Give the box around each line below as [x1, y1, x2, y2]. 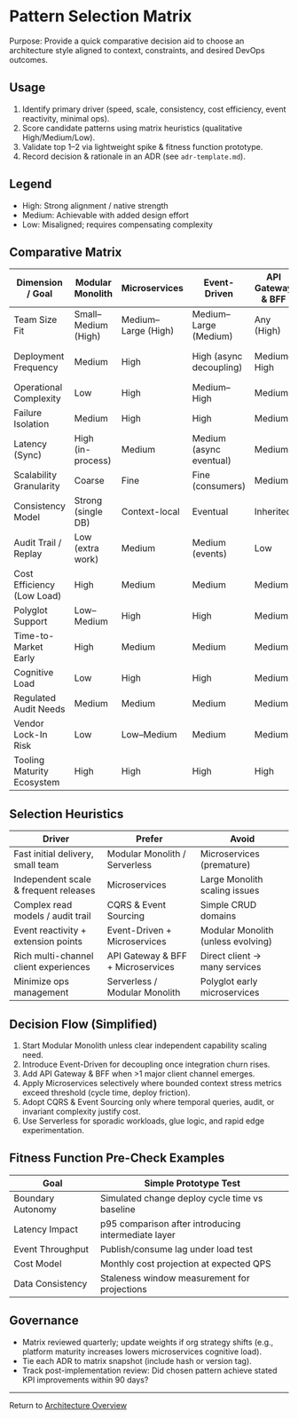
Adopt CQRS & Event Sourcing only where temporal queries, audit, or [21, 1097, 275, 1107]
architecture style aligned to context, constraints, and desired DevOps [9, 44, 265, 55]
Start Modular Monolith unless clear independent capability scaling [21, 1040, 268, 1051]
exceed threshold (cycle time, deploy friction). [21, 1087, 191, 1098]
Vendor [13, 717, 44, 729]
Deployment [13, 351, 65, 363]
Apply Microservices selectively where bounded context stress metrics [21, 1078, 282, 1088]
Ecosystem [13, 777, 60, 789]
